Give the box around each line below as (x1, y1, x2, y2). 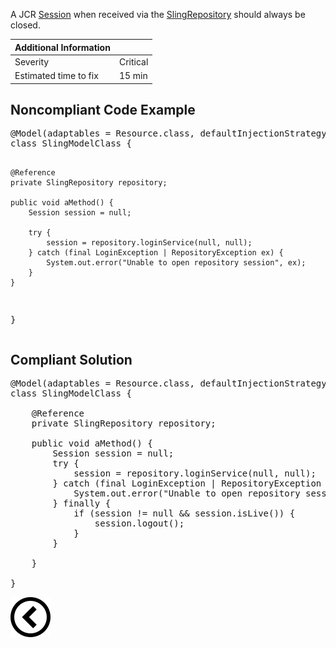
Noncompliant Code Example (10, 101, 196, 118)
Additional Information (14, 41, 111, 53)
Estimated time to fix (14, 70, 99, 81)
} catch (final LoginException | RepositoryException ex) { (28, 248, 284, 258)
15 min (118, 70, 148, 81)
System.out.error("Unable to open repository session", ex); (46, 258, 307, 268)
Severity (14, 55, 50, 68)
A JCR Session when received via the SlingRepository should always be (10, 9, 306, 20)
